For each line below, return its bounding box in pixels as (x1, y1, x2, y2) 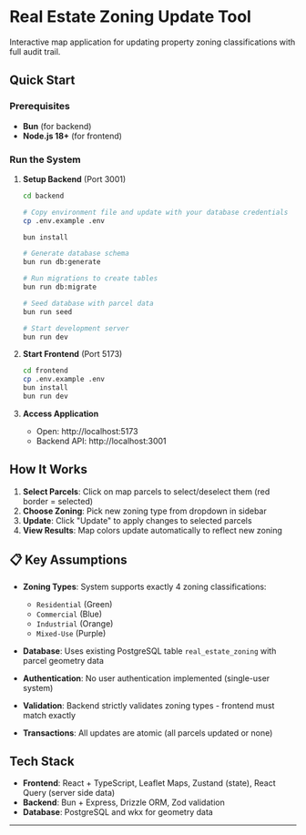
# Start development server (22, 323, 129, 333)
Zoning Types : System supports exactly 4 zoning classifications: (22, 581, 267, 592)
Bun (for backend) (22, 120, 92, 131)
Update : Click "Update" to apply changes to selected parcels (22, 514, 252, 525)
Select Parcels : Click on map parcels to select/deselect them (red (22, 485, 270, 497)
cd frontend (22, 366, 68, 375)
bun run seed (22, 307, 73, 316)
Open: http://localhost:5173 (36, 425, 138, 436)
